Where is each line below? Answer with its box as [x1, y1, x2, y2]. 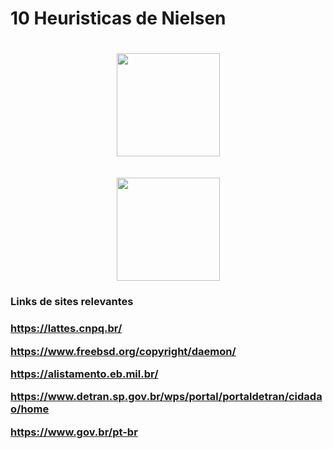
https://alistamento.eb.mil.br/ [10, 367, 159, 381]
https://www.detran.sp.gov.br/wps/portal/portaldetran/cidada [10, 390, 323, 404]
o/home [10, 402, 50, 416]
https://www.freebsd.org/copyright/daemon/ [10, 344, 237, 358]
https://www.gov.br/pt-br [10, 425, 138, 439]
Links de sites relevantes [10, 295, 134, 309]
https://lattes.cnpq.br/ [10, 322, 123, 336]
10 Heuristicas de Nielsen [10, 7, 227, 30]
